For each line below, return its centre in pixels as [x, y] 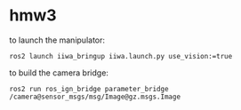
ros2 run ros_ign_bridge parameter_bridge [89, 89]
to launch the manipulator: [57, 40]
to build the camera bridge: [59, 73]
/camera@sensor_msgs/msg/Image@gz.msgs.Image [95, 97]
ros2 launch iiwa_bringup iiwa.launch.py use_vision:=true [121, 56]
